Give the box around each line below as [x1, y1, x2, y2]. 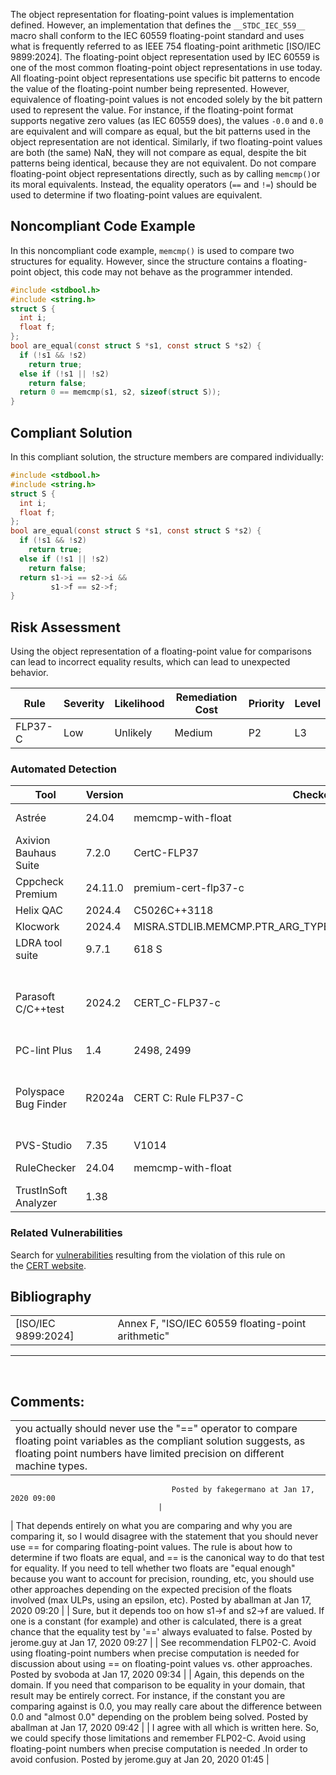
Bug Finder [15, 1097, 67, 1111]
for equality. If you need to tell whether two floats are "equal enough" [10, 1562, 296, 1574]
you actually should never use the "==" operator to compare [15, 1422, 298, 1436]
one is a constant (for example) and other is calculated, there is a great [10, 1615, 302, 1628]
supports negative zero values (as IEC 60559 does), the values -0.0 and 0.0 [10, 115, 324, 126]
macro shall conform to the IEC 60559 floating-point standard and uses [10, 30, 305, 41]
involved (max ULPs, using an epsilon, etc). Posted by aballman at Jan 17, [10, 1594, 312, 1606]
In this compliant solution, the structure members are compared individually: [10, 451, 325, 463]
